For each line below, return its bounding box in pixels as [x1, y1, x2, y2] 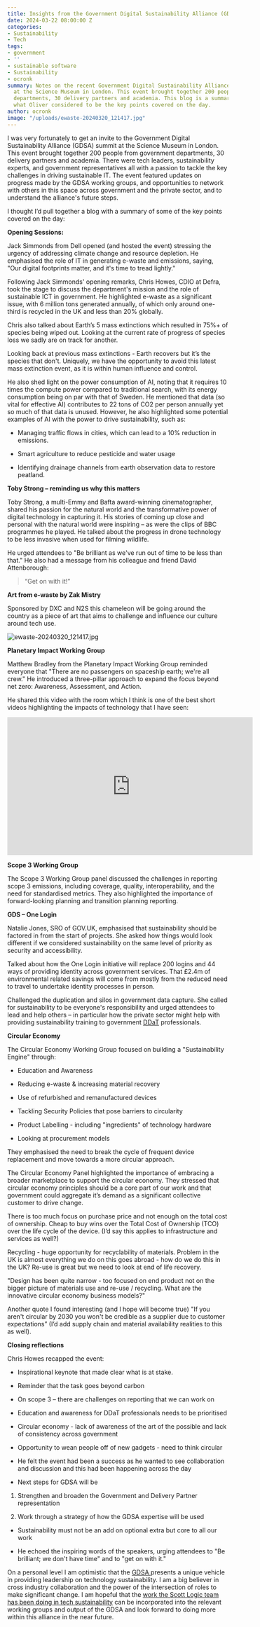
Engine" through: [7, 1052, 56, 1061]
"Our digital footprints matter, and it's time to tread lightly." [7, 263, 176, 272]
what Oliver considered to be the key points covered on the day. [13, 102, 212, 109]
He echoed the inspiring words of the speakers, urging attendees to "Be [17, 1546, 226, 1556]
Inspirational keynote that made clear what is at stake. [17, 1368, 173, 1376]
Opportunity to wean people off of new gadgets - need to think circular [17, 1443, 223, 1451]
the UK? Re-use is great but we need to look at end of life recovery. [7, 1263, 202, 1271]
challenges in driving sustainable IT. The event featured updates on [7, 171, 202, 179]
